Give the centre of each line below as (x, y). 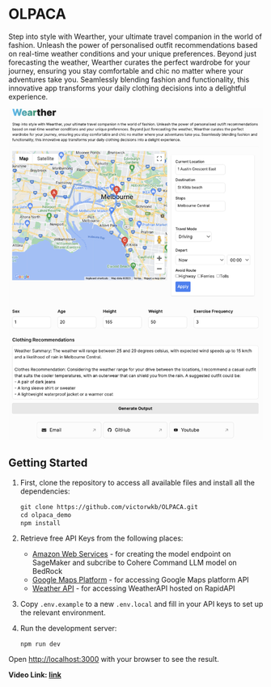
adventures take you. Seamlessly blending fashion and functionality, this (129, 79)
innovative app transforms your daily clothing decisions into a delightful (127, 88)
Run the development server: (68, 628)
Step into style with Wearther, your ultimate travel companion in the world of (135, 36)
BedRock (47, 570)
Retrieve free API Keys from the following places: (102, 538)
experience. (28, 96)
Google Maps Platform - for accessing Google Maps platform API (140, 579)
